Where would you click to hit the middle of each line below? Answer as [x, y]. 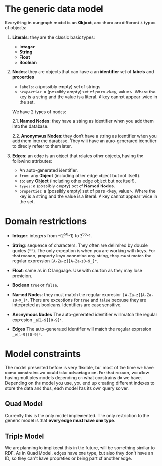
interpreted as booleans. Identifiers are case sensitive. [67, 305]
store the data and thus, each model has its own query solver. [67, 388]
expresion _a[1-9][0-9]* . [38, 320]
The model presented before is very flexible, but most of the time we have [79, 368]
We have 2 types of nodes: [39, 112]
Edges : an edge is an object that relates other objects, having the [78, 156]
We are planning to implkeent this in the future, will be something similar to [80, 448]
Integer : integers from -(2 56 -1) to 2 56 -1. [52, 235]
